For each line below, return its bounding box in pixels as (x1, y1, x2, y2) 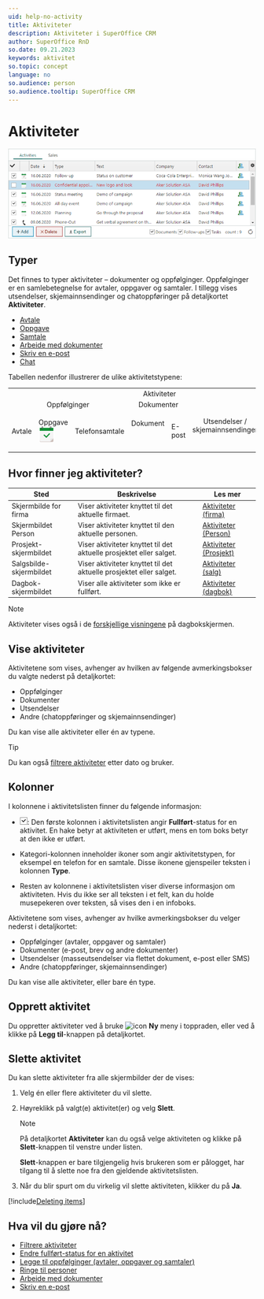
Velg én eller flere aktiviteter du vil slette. (19, 1088, 152, 1098)
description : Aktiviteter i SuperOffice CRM (8, 29, 156, 37)
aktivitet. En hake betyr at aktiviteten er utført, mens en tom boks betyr (19, 826, 249, 835)
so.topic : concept (8, 63, 68, 71)
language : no (8, 71, 51, 79)
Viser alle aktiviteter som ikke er (77, 578, 181, 588)
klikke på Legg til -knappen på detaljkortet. (8, 1029, 145, 1039)
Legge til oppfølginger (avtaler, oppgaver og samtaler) (19, 1257, 195, 1267)
